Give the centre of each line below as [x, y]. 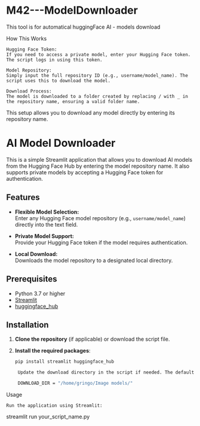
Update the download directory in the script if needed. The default [106, 373]
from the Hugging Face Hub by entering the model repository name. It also [98, 166]
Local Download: [36, 254]
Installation [27, 325]
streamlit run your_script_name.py [48, 416]
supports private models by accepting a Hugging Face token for [85, 172]
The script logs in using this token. [54, 60]
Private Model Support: [44, 236]
